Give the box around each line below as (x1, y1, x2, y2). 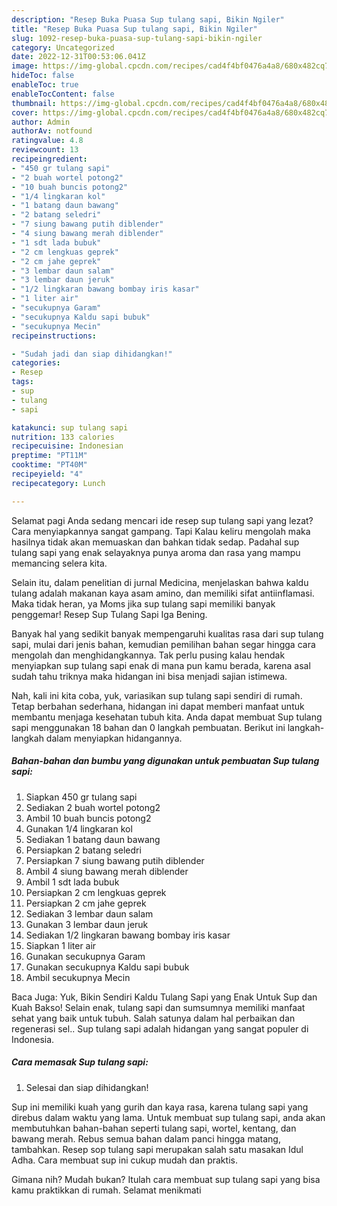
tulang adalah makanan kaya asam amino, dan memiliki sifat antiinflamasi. (11, 587, 315, 599)
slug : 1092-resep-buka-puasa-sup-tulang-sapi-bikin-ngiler (11, 33, 263, 43)
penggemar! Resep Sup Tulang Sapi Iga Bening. (11, 608, 208, 620)
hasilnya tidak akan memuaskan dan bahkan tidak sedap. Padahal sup (11, 536, 300, 548)
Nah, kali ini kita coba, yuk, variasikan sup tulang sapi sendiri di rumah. (11, 689, 303, 701)
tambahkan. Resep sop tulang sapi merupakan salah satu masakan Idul (11, 1143, 304, 1155)
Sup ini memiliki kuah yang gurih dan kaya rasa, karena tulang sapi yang (11, 1101, 309, 1113)
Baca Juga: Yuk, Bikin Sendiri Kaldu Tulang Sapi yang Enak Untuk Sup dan (11, 991, 318, 1003)
